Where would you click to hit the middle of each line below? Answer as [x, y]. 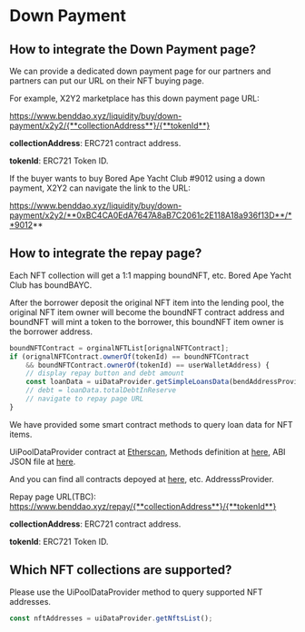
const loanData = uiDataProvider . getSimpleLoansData [128, 382]
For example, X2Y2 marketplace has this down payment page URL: [135, 98]
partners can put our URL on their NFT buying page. [107, 81]
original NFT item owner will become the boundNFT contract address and [147, 312]
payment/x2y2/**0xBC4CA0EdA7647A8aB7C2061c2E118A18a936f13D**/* [151, 215]
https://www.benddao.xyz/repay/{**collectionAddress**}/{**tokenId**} [143, 506]
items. [21, 434]
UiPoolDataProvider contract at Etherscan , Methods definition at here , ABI [148, 451]
